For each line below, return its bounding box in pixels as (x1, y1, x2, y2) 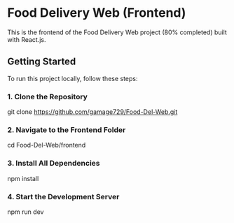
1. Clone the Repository (7, 92, 88, 101)
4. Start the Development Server (7, 192, 120, 201)
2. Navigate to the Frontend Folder (7, 124, 126, 134)
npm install (7, 174, 39, 182)
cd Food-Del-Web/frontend (7, 141, 86, 150)
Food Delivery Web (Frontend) (7, 5, 186, 21)
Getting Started (7, 56, 76, 68)
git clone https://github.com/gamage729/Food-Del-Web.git (7, 108, 178, 116)
